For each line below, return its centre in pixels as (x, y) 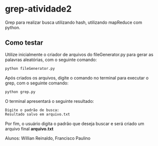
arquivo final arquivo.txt (29, 129)
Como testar (24, 43)
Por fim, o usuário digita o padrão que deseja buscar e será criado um (75, 124)
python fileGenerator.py (30, 68)
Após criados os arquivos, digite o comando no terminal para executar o (77, 78)
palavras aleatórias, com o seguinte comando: (51, 60)
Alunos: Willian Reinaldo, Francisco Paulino (48, 138)
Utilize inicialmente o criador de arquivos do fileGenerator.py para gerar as (79, 54)
